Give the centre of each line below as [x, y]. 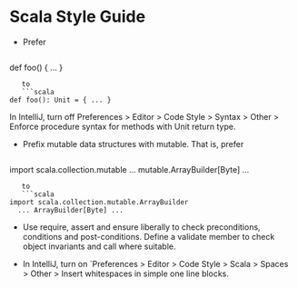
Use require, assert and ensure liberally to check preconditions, [141, 227]
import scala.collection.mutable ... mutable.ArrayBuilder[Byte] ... [129, 169]
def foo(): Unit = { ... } [60, 100]
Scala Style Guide [78, 17]
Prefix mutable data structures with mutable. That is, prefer [133, 144]
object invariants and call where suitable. [99, 246]
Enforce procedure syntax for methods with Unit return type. [123, 126]
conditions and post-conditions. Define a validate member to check [149, 236]
